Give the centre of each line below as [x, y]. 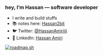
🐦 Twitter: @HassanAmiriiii [40, 31]
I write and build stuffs [35, 18]
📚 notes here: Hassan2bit [38, 24]
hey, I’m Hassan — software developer [52, 7]
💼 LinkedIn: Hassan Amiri [37, 38]
